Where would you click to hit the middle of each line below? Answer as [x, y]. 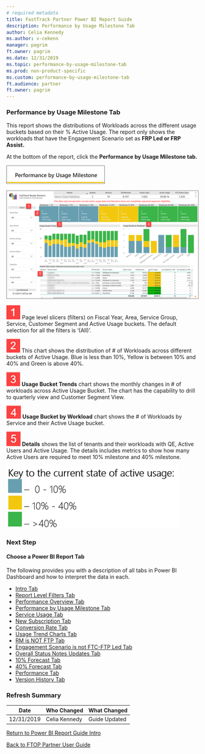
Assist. [16, 145]
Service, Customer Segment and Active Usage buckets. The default [92, 324]
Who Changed [64, 710]
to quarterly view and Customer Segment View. [66, 397]
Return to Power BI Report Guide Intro [54, 733]
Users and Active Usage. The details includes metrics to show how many [98, 450]
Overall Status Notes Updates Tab [58, 654]
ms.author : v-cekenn [33, 39]
